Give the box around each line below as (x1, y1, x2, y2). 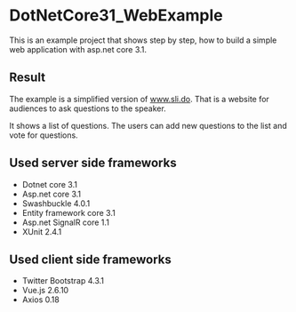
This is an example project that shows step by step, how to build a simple (9, 35, 277, 45)
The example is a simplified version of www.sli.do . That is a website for (9, 93, 269, 104)
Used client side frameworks (9, 252, 172, 267)
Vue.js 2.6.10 (21, 285, 69, 296)
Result (9, 70, 46, 85)
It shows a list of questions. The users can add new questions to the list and (9, 120, 287, 131)
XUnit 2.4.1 (21, 226, 62, 236)
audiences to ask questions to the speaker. (9, 103, 166, 114)
